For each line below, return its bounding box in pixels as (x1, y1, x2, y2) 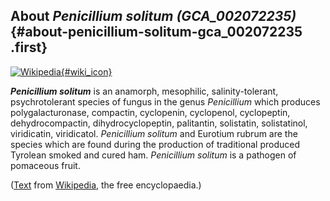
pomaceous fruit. (10, 159, 81, 171)
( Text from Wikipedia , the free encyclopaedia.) (10, 179, 202, 191)
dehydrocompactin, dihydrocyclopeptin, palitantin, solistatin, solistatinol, (10, 117, 308, 129)
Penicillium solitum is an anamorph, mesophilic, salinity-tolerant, (10, 85, 279, 97)
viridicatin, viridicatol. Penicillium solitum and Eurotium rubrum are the (10, 127, 298, 139)
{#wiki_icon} (60, 65, 113, 78)
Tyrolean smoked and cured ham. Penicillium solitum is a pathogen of (10, 149, 297, 161)
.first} (10, 39, 48, 56)
